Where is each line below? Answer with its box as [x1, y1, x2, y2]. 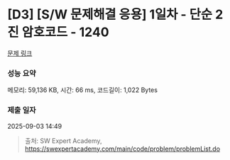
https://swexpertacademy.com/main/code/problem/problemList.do [24, 144, 221, 153]
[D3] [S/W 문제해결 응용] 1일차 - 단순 [7, 6, 213, 23]
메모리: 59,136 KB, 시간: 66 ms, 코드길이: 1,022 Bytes [7, 86, 158, 94]
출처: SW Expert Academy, [24, 136, 102, 145]
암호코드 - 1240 [21, 24, 109, 40]
